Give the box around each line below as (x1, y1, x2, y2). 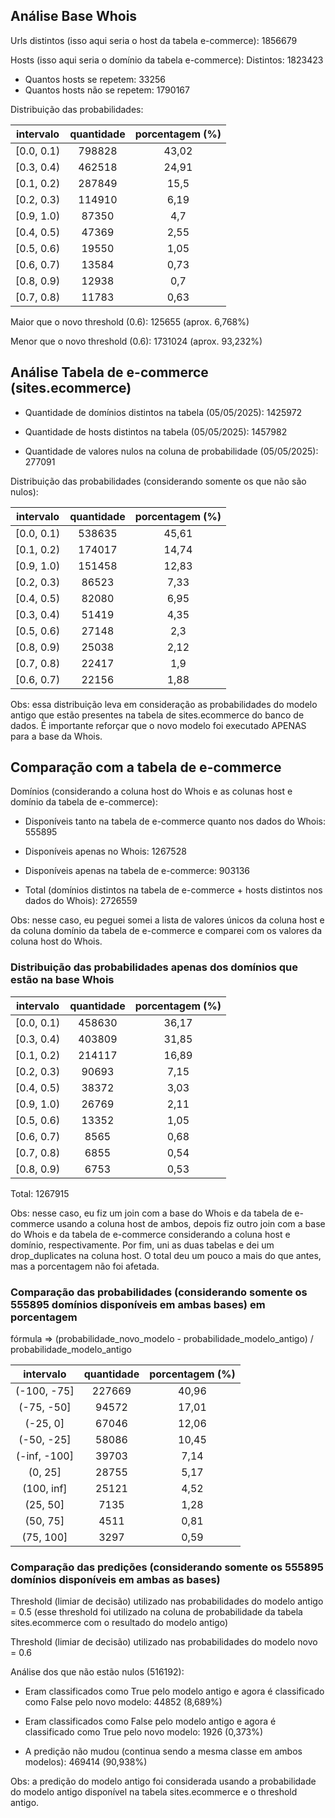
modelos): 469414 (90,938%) (24, 1756, 148, 1768)
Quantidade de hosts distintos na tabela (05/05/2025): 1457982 (24, 425, 288, 438)
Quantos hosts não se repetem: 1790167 (24, 84, 190, 96)
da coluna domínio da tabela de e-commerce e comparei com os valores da (10, 925, 322, 937)
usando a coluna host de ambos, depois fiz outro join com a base (56, 1217, 326, 1229)
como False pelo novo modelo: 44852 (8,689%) (24, 1696, 223, 1708)
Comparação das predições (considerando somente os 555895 (10, 1560, 324, 1574)
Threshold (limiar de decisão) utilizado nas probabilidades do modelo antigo (10, 1595, 324, 1608)
